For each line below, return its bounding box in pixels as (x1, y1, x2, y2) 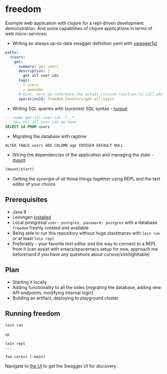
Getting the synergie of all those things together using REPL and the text (12, 176, 161, 182)
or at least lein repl (12, 235, 55, 241)
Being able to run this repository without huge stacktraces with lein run (12, 230, 161, 236)
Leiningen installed (12, 214, 51, 220)
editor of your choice (12, 181, 56, 187)
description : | (18, 68, 50, 73)
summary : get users (18, 64, 59, 69)
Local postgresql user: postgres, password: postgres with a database (12, 219, 158, 225)
